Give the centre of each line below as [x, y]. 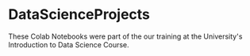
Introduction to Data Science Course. [69, 44]
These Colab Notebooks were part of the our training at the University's [125, 36]
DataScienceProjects [79, 15]
